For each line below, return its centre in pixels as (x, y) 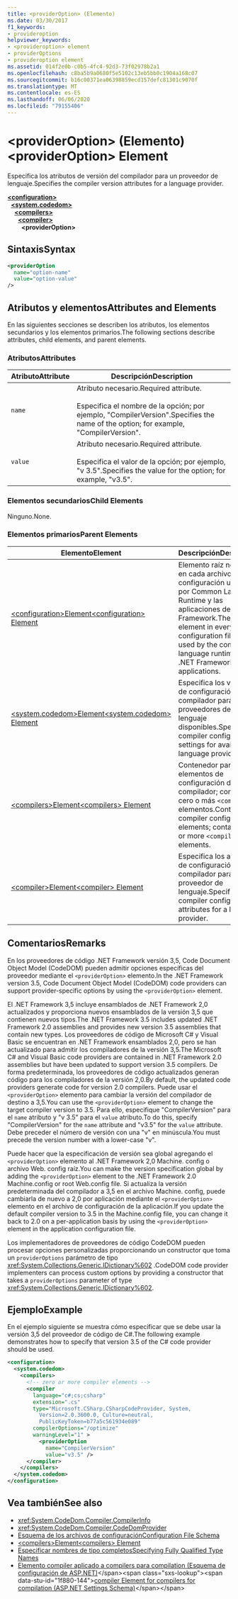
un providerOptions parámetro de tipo (63, 1258)
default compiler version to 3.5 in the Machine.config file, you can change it (118, 1214)
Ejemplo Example (45, 1310)
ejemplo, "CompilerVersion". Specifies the (146, 415)
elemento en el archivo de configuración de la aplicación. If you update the (116, 1206)
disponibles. (198, 727)
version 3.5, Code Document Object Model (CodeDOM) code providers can (117, 983)
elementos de (201, 774)
